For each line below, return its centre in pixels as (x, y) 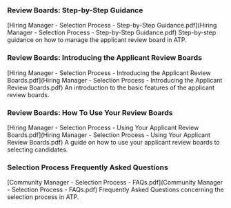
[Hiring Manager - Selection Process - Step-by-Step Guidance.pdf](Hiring (112, 25)
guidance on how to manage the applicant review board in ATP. (97, 40)
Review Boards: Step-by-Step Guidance (75, 10)
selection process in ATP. (43, 197)
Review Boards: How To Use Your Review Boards (90, 112)
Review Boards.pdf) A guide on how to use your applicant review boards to (113, 142)
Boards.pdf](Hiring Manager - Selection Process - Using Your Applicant (109, 135)
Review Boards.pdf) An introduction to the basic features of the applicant (111, 87)
